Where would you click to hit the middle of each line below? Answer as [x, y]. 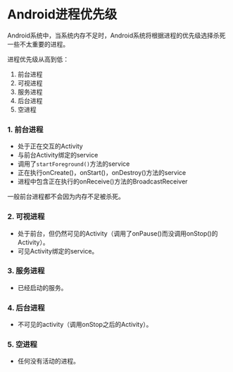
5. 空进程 [22, 344]
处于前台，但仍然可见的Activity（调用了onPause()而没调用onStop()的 [118, 233]
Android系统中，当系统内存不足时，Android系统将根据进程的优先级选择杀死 [116, 35]
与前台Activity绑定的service [58, 155]
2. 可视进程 [26, 217]
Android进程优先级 [62, 14]
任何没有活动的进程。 [48, 361]
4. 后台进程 [26, 308]
